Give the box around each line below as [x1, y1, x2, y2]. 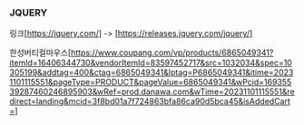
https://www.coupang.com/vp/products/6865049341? [71, 47, 274, 58]
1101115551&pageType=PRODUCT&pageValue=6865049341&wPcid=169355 [9, 77, 292, 88]
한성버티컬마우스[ [9, 47, 72, 58]
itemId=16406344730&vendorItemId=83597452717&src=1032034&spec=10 [9, 57, 292, 69]
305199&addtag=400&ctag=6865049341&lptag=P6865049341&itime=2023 [9, 67, 294, 78]
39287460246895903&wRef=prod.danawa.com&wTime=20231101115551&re [9, 86, 295, 97]
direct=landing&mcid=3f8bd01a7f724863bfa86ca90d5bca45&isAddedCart [9, 96, 290, 107]
